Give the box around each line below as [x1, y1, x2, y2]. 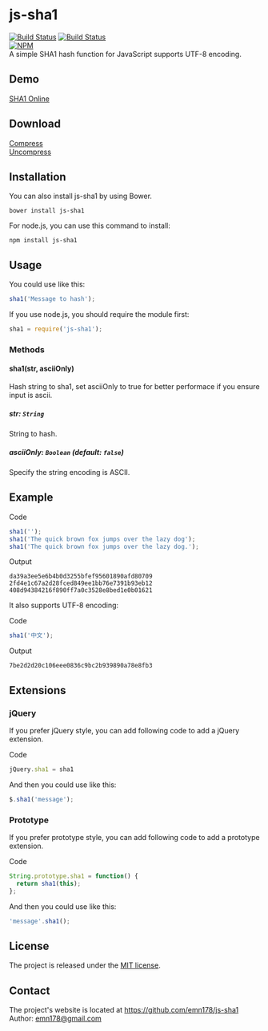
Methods [9, 343, 45, 355]
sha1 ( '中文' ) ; [9, 631, 54, 639]
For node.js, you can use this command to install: [9, 221, 170, 230]
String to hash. [9, 429, 58, 439]
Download [9, 117, 61, 131]
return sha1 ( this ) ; [16, 879, 82, 887]
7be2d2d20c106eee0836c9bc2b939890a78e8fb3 [9, 662, 153, 670]
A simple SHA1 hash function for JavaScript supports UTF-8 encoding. [9, 49, 242, 59]
